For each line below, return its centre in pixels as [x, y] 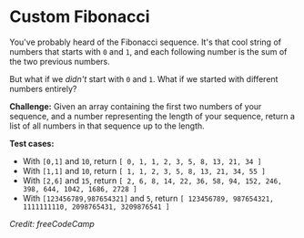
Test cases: [32, 143]
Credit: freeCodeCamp [52, 223]
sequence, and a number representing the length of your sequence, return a [152, 116]
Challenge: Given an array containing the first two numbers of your [136, 106]
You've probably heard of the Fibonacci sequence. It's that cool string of [146, 42]
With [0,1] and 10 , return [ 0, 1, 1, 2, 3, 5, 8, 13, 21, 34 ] [142, 160]
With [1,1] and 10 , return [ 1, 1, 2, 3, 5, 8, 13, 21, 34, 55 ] [144, 171]
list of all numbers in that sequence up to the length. [107, 126]
